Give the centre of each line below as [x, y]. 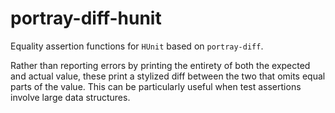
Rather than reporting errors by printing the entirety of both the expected [160, 65]
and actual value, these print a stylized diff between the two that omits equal [168, 76]
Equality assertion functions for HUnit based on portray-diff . [137, 46]
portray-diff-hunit [86, 18]
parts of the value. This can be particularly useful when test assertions [156, 86]
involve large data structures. [70, 97]
